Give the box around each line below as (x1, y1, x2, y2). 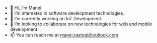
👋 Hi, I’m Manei (10, 5, 42, 11)
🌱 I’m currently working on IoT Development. (10, 16, 103, 21)
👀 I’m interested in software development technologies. (10, 10, 125, 16)
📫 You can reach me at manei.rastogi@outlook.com (10, 32, 118, 38)
